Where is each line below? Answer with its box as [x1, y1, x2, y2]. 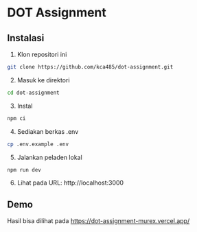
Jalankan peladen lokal [16, 153, 82, 161]
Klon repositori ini [16, 50, 67, 58]
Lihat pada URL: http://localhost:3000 [16, 178, 124, 187]
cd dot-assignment [7, 89, 60, 96]
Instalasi [7, 32, 45, 44]
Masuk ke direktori [16, 76, 70, 84]
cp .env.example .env [7, 141, 69, 148]
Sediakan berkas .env [16, 127, 79, 135]
